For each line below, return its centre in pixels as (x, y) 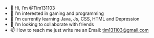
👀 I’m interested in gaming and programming (57, 13)
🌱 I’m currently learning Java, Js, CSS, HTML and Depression (75, 19)
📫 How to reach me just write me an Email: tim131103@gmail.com (79, 30)
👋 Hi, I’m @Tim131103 (32, 8)
